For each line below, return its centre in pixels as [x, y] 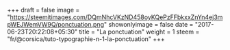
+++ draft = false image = [43, 10]
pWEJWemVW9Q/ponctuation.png [56, 24]
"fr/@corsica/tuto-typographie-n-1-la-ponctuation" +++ [86, 39]
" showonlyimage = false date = [149, 24]
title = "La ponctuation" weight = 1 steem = [139, 32]
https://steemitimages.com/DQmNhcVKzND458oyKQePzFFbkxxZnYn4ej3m [116, 17]
